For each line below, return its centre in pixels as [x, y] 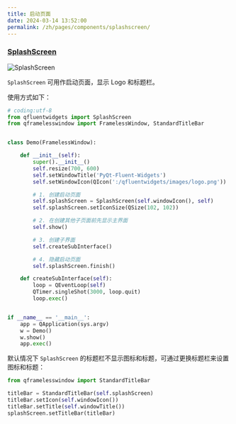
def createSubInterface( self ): [66, 279]
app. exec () [36, 344]
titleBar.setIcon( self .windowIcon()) [63, 400]
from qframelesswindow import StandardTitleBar [79, 381]
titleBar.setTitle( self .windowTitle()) [66, 406]
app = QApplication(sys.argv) [65, 324]
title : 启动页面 [29, 14]
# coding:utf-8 [30, 111]
